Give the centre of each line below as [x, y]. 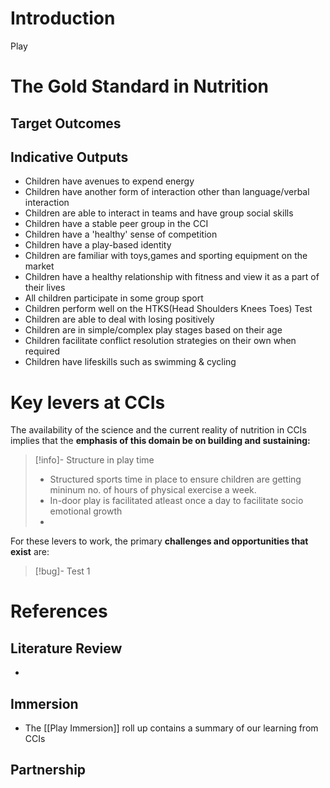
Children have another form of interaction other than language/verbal [167, 192]
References [59, 611]
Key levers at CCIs [88, 402]
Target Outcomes [66, 123]
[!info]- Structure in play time [94, 460]
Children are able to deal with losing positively [119, 319]
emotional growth [86, 511]
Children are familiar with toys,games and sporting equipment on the [166, 256]
